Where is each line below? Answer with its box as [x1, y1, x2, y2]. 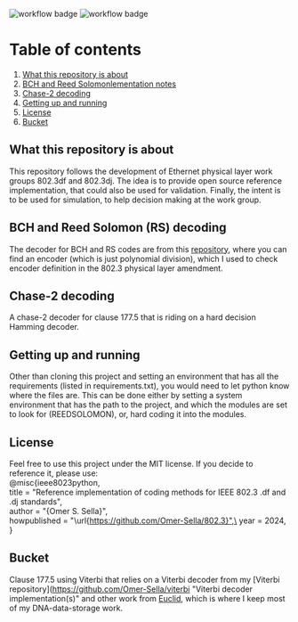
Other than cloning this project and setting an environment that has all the [9, 371, 279, 382]
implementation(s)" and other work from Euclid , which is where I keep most [9, 593, 286, 603]
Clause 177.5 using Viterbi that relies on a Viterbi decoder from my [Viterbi [9, 574, 280, 585]
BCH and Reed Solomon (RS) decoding [9, 220, 227, 235]
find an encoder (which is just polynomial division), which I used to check [9, 253, 278, 264]
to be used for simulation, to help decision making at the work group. [9, 194, 262, 205]
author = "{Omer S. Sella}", [9, 506, 109, 516]
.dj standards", [9, 496, 62, 507]
